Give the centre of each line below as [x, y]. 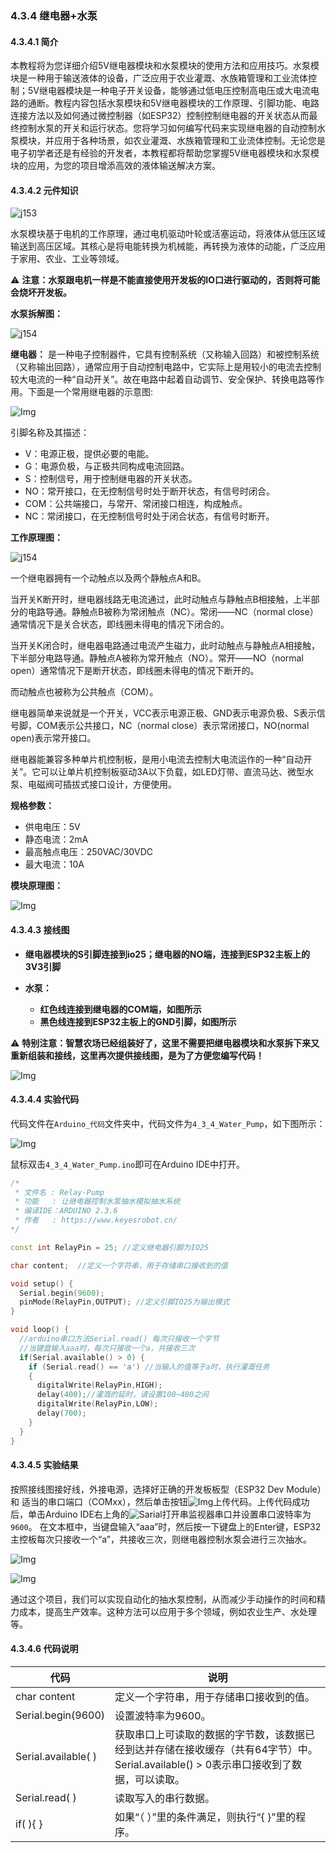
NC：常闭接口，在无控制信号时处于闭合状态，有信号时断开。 [149, 516]
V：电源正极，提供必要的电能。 [89, 454]
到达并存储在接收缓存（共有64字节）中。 [221, 1750]
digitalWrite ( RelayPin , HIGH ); [99, 1385]
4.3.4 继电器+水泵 [54, 15]
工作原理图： [36, 538]
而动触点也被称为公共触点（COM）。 [84, 692]
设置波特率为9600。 [163, 1716]
